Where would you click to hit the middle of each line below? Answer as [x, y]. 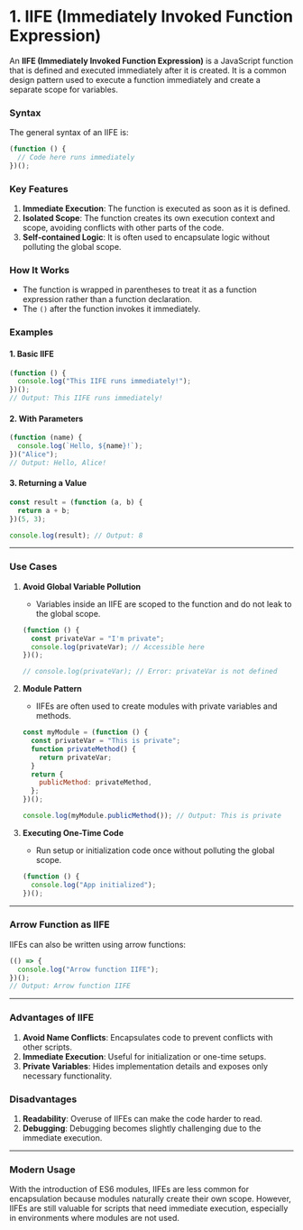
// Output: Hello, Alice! [58, 463]
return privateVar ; [76, 757]
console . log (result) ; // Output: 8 [76, 535]
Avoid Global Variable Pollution [82, 586]
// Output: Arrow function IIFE [70, 986]
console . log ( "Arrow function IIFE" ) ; [88, 969]
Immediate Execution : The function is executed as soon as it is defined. [156, 208]
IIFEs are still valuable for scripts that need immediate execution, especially [149, 1208]
